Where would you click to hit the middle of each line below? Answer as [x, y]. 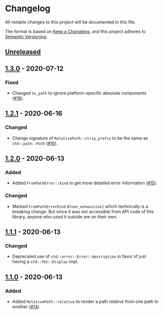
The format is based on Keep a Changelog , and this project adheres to [75, 31]
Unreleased [23, 52]
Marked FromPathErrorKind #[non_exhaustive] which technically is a [80, 206]
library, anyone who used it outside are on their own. [65, 216]
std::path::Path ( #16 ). [35, 143]
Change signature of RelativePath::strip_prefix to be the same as [80, 138]
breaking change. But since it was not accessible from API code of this [83, 211]
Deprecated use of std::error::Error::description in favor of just [79, 256]
